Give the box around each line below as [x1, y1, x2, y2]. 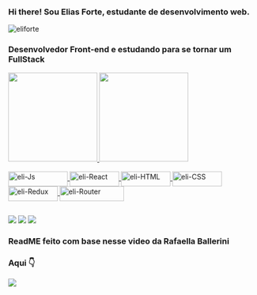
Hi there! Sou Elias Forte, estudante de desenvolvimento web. [8, 6, 251, 17]
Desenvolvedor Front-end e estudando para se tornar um [8, 44, 232, 55]
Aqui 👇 [8, 257, 36, 268]
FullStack [8, 54, 45, 65]
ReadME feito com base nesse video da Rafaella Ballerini [8, 236, 229, 247]
